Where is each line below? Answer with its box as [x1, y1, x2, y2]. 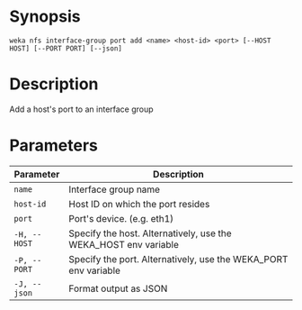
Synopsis [9, 6, 81, 27]
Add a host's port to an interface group [9, 104, 155, 114]
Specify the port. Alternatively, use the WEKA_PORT [68, 252, 289, 265]
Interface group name [68, 183, 160, 196]
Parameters [9, 135, 99, 156]
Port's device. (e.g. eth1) [68, 212, 174, 224]
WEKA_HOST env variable [68, 238, 180, 251]
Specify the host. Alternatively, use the [68, 227, 232, 240]
